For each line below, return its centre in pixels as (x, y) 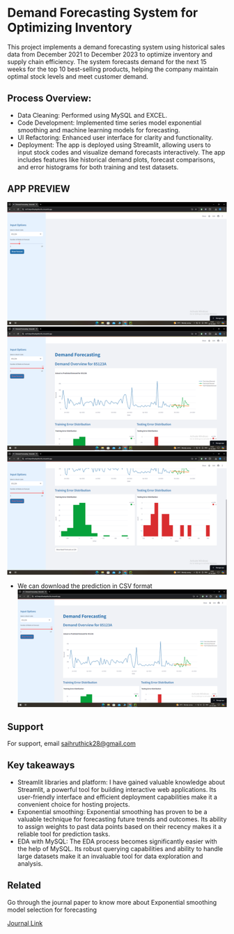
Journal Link (25, 923)
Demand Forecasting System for (103, 13)
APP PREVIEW (39, 189)
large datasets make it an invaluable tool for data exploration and (110, 856)
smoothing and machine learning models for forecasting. (99, 130)
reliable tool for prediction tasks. (63, 834)
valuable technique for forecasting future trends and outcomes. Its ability (122, 819)
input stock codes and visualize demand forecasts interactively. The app (121, 152)
